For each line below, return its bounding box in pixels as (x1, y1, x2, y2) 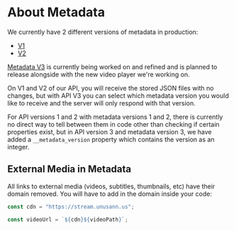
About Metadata (7, 4, 106, 21)
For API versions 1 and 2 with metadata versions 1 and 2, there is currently (7, 113, 223, 121)
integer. (7, 142, 30, 151)
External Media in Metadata (7, 163, 132, 176)
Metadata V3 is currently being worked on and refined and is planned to (7, 62, 218, 71)
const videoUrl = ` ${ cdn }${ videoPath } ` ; (7, 216, 129, 223)
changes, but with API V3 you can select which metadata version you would (7, 91, 229, 100)
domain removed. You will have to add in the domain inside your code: (7, 189, 213, 198)
